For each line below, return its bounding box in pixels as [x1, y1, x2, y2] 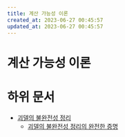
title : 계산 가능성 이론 [7, 10, 69, 17]
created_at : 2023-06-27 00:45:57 [7, 17, 104, 24]
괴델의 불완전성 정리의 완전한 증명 [27, 122, 119, 130]
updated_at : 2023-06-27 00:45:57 [7, 23, 104, 30]
